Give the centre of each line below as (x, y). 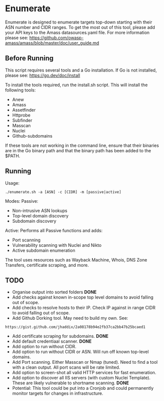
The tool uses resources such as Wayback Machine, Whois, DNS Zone (76, 259)
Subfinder (22, 120)
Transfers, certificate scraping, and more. (47, 265)
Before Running (29, 59)
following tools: (20, 90)
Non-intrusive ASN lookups (40, 211)
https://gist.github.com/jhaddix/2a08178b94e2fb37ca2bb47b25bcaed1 (75, 327)
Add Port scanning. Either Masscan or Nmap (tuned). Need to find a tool (85, 362)
